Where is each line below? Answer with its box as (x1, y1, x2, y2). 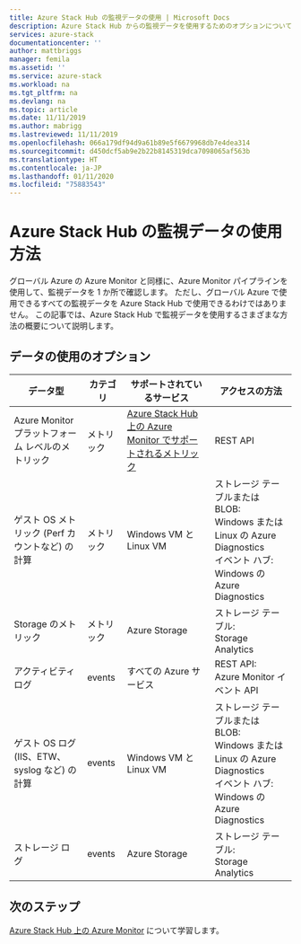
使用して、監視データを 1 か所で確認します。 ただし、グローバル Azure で (9, 287, 279, 297)
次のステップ (9, 899, 81, 914)
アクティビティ (13, 665, 76, 677)
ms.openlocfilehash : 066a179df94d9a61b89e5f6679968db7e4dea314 (9, 138, 251, 147)
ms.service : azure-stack (9, 72, 102, 81)
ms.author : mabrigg (9, 122, 82, 131)
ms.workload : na (9, 80, 70, 89)
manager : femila (9, 55, 70, 64)
